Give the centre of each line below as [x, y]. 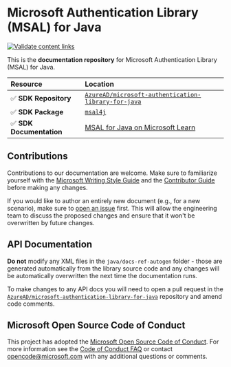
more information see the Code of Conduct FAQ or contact [90, 349]
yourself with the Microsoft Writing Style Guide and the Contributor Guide [111, 180]
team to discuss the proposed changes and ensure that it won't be [101, 216]
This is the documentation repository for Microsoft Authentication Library [112, 59]
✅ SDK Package [37, 112]
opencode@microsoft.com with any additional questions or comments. [107, 357]
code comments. [31, 304]
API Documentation [50, 245]
